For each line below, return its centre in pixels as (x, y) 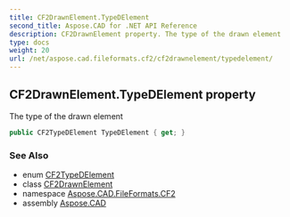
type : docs (29, 42)
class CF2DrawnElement (67, 184)
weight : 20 (29, 51)
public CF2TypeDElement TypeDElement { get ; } (97, 133)
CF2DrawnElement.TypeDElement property (133, 95)
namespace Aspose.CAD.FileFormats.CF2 (99, 193)
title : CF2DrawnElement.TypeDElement (79, 17)
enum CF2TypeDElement (68, 174)
